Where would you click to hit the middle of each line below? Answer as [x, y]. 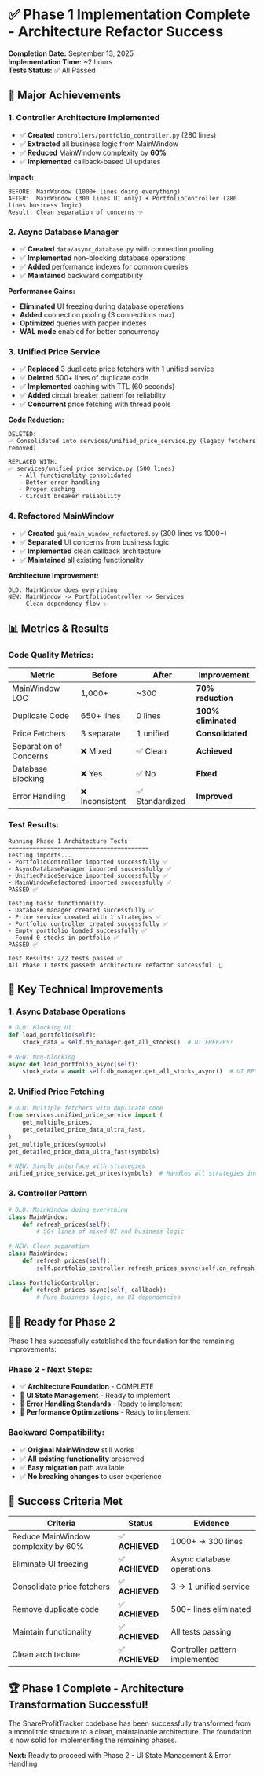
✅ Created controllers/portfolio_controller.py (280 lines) [118, 134]
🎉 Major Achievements [65, 95]
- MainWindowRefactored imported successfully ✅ [90, 882]
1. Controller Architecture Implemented [84, 118]
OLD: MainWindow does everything [63, 590]
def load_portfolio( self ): [52, 1035]
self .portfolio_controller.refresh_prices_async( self [126, 1268]
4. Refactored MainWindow [61, 516]
